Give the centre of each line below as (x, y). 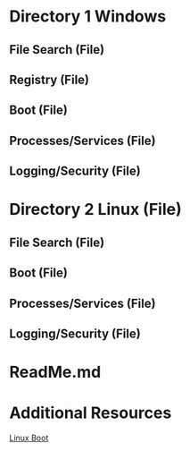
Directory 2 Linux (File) (95, 210)
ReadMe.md (55, 372)
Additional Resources (91, 413)
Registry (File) (50, 79)
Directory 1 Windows (88, 17)
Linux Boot (29, 438)
